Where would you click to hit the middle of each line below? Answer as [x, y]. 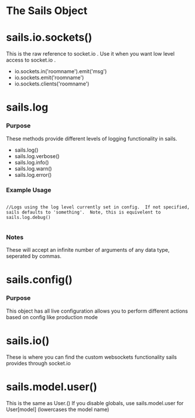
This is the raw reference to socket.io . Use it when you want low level [90, 54]
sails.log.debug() [28, 217]
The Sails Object [47, 11]
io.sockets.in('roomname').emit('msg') [61, 71]
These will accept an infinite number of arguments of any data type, [88, 250]
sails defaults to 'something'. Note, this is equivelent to [83, 212]
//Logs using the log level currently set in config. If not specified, [98, 207]
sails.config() [39, 280]
